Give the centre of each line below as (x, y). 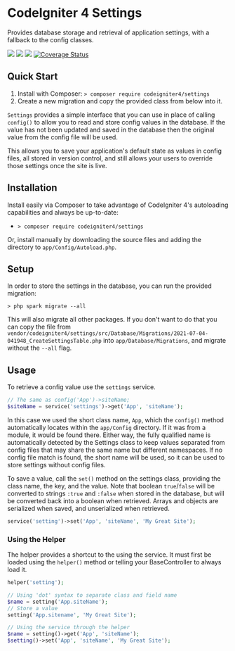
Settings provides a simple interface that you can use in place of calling (111, 115)
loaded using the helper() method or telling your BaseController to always (114, 562)
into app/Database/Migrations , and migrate (164, 341)
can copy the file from (39, 327)
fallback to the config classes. (51, 39)
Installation (32, 188)
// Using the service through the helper (69, 628)
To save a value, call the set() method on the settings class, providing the (114, 478)
